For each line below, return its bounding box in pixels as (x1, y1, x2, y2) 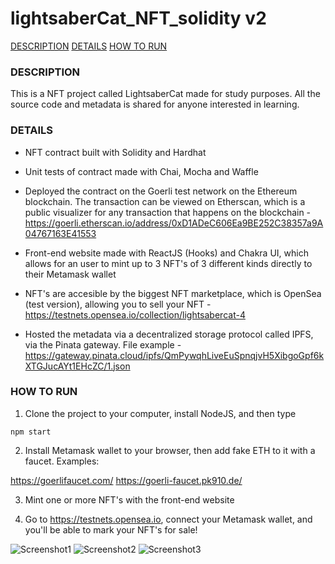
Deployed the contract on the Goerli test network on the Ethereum (24, 185, 298, 197)
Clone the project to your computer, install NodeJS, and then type (24, 407, 297, 419)
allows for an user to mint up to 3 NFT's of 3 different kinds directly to (24, 257, 313, 269)
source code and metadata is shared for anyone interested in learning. (10, 98, 300, 111)
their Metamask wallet (24, 268, 117, 280)
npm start (10, 427, 52, 437)
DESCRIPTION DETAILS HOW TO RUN (10, 40, 168, 52)
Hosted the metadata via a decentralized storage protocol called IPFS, (24, 328, 314, 340)
